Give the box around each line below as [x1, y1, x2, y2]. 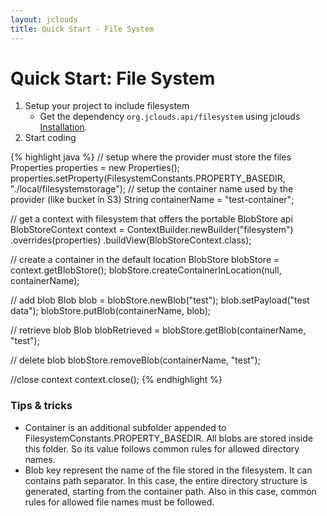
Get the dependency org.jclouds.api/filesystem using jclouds [39, 111, 301, 123]
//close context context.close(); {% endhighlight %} [10, 374, 223, 386]
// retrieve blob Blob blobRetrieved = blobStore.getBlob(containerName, [10, 324, 307, 336]
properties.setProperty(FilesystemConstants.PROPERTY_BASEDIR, [10, 172, 286, 185]
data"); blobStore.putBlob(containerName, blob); [10, 305, 212, 317]
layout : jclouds [10, 14, 78, 25]
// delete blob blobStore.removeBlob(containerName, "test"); [10, 354, 261, 366]
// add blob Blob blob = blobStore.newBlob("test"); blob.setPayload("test [10, 294, 310, 306]
